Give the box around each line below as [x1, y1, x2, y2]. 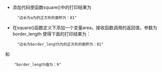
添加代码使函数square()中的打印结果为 [12, 4, 91, 10]
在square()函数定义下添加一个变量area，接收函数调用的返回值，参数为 [12, 24, 157, 30]
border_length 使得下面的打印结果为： [12, 31, 91, 36]
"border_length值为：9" [14, 62, 61, 67]
